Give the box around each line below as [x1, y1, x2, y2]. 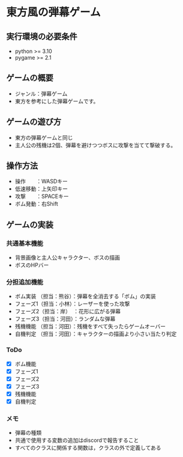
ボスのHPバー [14, 262, 49, 269]
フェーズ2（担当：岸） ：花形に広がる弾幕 [14, 308, 121, 315]
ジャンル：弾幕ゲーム [14, 90, 68, 97]
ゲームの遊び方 [6, 117, 62, 127]
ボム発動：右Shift [14, 200, 58, 207]
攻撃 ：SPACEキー [14, 193, 69, 200]
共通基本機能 [6, 239, 44, 247]
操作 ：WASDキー [14, 178, 68, 185]
